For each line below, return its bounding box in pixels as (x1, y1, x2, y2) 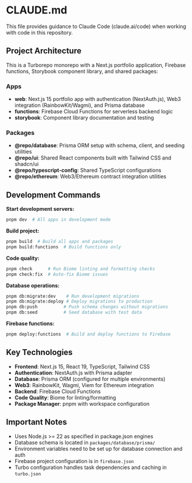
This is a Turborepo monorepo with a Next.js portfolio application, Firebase (6, 61, 186, 68)
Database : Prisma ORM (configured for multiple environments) (14, 375, 166, 383)
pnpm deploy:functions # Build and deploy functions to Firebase (6, 331, 171, 338)
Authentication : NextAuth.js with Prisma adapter (14, 369, 132, 376)
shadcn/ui (14, 161, 39, 168)
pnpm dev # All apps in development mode (6, 217, 111, 223)
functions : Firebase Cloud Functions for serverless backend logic (14, 108, 173, 115)
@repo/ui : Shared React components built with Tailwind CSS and (14, 154, 172, 161)
